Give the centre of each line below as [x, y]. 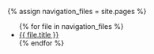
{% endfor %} [41, 43]
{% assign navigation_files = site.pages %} [77, 11]
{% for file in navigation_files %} [71, 26]
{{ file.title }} [39, 35]
